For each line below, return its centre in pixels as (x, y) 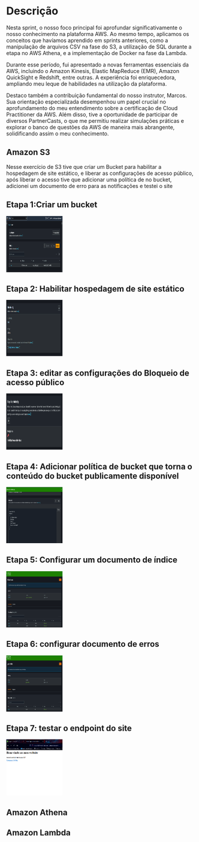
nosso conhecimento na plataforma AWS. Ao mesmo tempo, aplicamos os (98, 34)
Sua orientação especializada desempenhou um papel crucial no (86, 102)
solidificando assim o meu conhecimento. (58, 134)
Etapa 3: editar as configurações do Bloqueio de (98, 373)
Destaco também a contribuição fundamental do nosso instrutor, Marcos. (97, 95)
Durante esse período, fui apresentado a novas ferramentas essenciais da (97, 65)
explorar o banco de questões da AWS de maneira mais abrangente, (91, 127)
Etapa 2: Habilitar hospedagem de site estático (95, 289)
